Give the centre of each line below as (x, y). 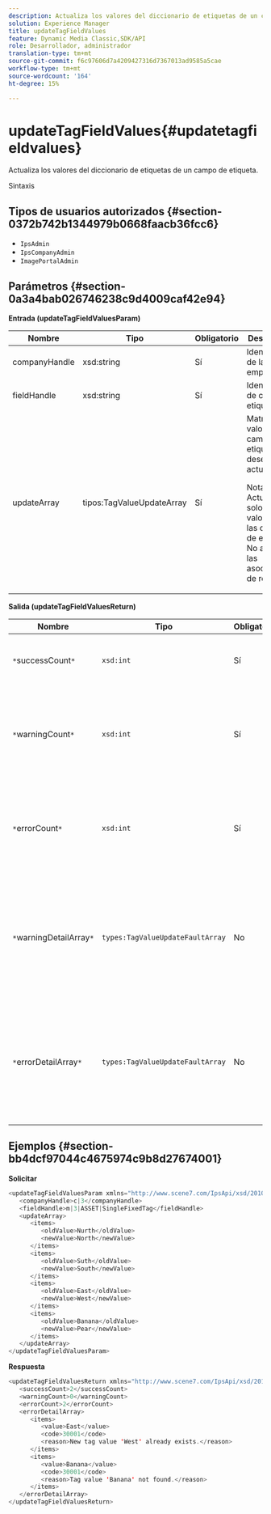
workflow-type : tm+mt (45, 69)
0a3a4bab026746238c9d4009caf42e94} (117, 299)
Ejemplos (32, 1146)
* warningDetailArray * (53, 938)
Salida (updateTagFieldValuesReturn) (72, 607)
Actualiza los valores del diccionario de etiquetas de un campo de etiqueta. (133, 170)
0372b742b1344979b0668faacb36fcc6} (114, 224)
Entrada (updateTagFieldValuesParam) (75, 318)
